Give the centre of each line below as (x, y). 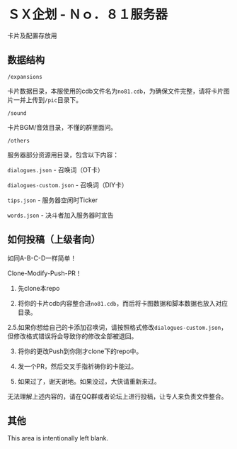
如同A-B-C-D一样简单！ (42, 258)
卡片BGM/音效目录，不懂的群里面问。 (62, 127)
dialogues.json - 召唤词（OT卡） (56, 170)
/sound (17, 113)
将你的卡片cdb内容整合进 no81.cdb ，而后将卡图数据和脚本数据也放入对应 (123, 303)
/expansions (25, 77)
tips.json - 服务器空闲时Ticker (52, 200)
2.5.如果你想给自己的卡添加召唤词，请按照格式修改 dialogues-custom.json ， (117, 327)
